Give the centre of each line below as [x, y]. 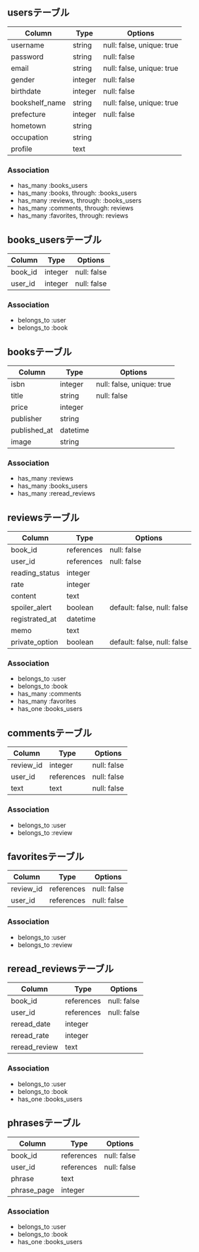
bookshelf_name [38, 103]
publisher [26, 419]
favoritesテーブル [46, 856]
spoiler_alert [31, 608]
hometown [29, 125]
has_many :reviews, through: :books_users [79, 201]
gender [23, 79]
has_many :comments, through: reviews [76, 208]
